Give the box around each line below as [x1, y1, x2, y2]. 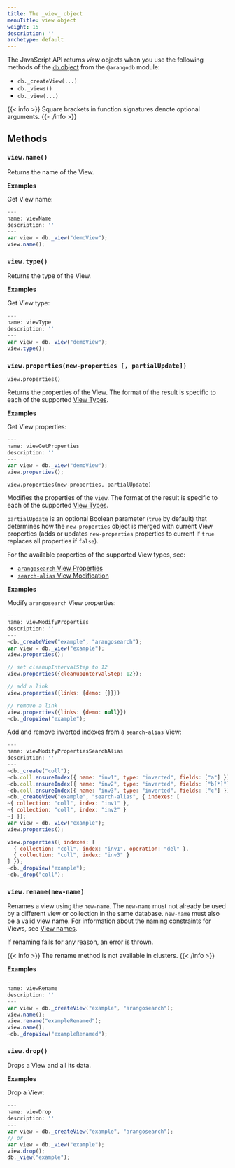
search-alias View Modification [17, 571, 110, 580]
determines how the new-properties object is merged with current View [7, 522, 213, 531]
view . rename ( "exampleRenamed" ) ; [7, 1017, 101, 1024]
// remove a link [7, 702, 58, 709]
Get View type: [7, 299, 50, 307]
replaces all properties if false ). [7, 537, 99, 545]
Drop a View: [7, 1088, 45, 1097]
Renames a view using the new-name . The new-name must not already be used [7, 902, 226, 910]
